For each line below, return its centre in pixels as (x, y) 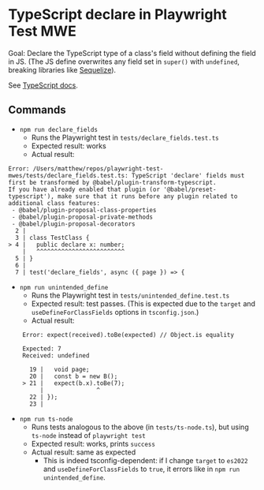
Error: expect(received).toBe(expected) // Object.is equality (128, 335)
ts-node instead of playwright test (88, 435)
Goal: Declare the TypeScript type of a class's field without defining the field (132, 53)
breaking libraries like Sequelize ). (62, 69)
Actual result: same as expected (84, 452)
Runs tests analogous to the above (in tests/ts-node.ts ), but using (140, 427)
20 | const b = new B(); (73, 376)
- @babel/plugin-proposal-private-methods (82, 217)
